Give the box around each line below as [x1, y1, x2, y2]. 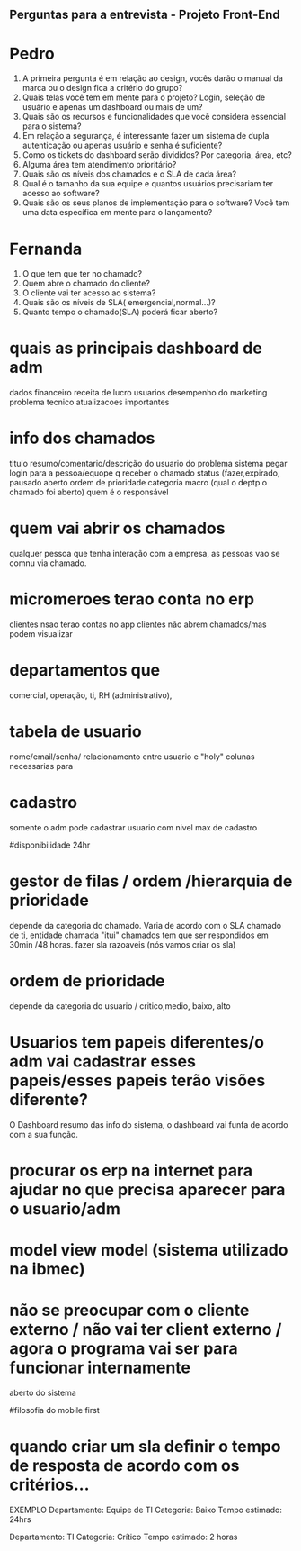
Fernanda [9, 239, 83, 259]
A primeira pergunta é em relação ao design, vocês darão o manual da [22, 73, 283, 84]
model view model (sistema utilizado [9, 1240, 288, 1260]
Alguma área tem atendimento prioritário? [22, 159, 177, 170]
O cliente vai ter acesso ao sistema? [22, 287, 156, 298]
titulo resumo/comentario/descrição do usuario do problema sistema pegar [9, 458, 288, 469]
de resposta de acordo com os [9, 1456, 240, 1476]
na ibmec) [9, 1259, 85, 1280]
